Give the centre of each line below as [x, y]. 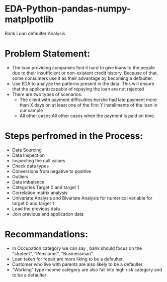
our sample [31, 110]
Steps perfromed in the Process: [74, 136]
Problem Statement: [48, 54]
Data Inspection [28, 155]
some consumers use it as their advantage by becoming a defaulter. [82, 78]
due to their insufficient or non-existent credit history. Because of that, [85, 73]
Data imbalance [28, 182]
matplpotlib [29, 19]
